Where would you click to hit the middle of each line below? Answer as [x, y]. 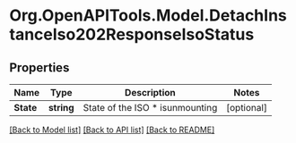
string [61, 108]
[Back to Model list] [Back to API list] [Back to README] [112, 130]
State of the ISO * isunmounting [150, 108]
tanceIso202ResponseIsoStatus [132, 34]
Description [150, 93]
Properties [39, 67]
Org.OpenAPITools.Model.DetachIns [148, 16]
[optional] [246, 108]
